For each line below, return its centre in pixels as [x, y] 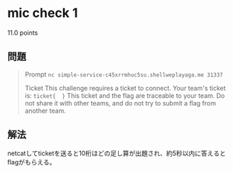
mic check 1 [43, 13]
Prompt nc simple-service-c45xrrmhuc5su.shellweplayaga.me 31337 [124, 74]
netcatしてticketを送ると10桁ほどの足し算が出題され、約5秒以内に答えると [116, 153]
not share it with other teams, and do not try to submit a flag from [120, 103]
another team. [45, 111]
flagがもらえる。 [32, 162]
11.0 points [23, 33]
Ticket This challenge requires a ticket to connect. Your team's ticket [125, 88]
